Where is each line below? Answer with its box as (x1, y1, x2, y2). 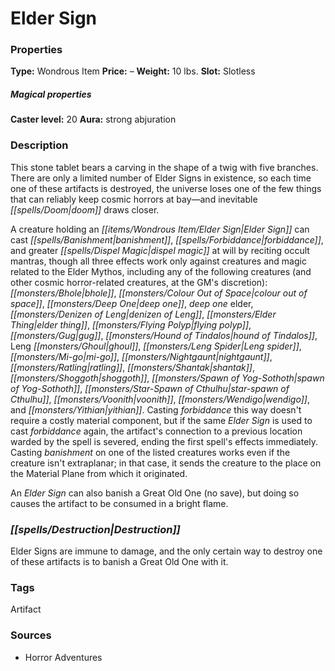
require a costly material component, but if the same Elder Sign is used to (10, 414, 313, 426)
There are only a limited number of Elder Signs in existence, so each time (10, 172, 312, 184)
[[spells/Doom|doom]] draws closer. (10, 203, 160, 216)
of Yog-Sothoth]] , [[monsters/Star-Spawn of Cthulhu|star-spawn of (10, 382, 290, 394)
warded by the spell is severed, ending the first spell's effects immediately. (10, 435, 319, 447)
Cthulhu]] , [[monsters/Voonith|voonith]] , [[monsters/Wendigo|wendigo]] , (10, 393, 310, 405)
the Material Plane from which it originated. (10, 467, 188, 479)
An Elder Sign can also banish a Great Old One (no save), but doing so (10, 487, 300, 499)
